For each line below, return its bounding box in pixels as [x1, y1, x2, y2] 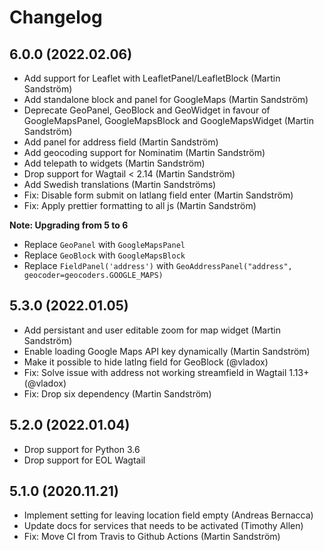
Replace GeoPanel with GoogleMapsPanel [23, 239, 186, 250]
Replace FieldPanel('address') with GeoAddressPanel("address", [23, 260, 293, 271]
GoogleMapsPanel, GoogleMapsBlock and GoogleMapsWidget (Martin [23, 115, 315, 126]
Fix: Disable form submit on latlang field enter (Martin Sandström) [23, 189, 294, 201]
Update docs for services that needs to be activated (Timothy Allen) [23, 520, 304, 532]
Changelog [9, 6, 103, 29]
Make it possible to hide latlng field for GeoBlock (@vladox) [23, 356, 269, 368]
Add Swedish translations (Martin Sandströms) [23, 179, 217, 190]
